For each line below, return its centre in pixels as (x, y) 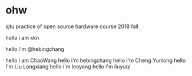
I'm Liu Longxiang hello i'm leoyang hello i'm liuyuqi (68, 66)
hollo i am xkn (22, 37)
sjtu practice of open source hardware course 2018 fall (72, 26)
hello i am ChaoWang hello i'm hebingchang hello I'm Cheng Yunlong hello (96, 60)
